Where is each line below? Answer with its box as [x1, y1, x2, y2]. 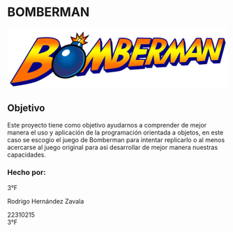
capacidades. [7, 150, 47, 159]
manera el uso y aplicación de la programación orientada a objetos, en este [7, 128, 224, 137]
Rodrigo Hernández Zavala [7, 196, 84, 206]
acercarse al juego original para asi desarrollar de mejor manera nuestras [7, 143, 218, 151]
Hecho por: [7, 168, 47, 178]
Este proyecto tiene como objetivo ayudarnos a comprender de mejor [7, 121, 207, 129]
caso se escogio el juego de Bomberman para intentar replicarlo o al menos [7, 135, 225, 144]
